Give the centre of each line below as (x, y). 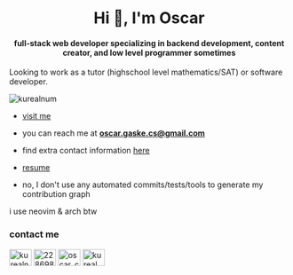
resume (36, 168)
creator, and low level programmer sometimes (149, 52)
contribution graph (56, 194)
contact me (34, 234)
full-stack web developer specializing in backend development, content (149, 43)
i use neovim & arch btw (53, 211)
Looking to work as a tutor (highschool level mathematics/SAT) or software (146, 72)
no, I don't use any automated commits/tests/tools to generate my (143, 185)
